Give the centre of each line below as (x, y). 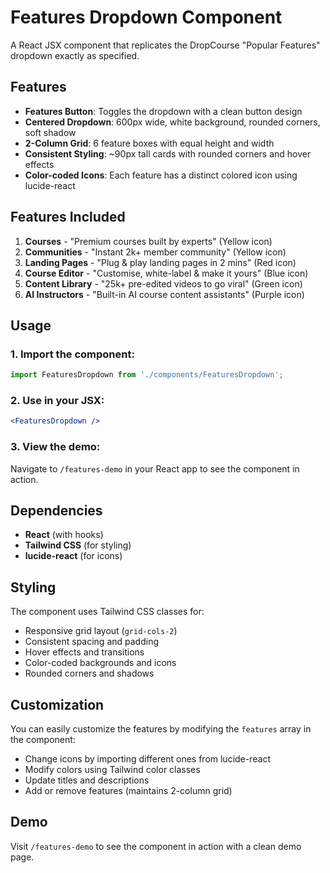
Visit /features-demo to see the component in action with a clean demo (156, 846)
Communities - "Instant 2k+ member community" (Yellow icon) (155, 252)
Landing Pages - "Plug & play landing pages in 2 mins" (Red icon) (160, 262)
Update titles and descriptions (87, 780)
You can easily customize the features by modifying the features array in (161, 729)
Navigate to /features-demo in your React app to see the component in (155, 468)
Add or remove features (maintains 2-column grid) (128, 791)
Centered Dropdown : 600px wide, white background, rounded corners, (172, 122)
